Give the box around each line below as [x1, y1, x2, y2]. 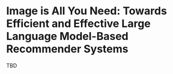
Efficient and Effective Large [6, 17, 151, 30]
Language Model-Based [6, 30, 129, 43]
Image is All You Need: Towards [6, 4, 167, 18]
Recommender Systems [6, 42, 129, 56]
